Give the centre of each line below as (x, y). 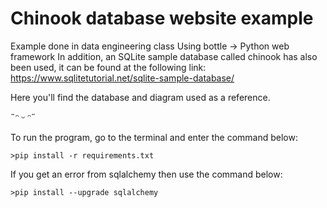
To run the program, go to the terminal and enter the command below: (154, 137)
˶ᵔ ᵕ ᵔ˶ (23, 117)
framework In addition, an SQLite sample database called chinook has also (164, 56)
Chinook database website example (162, 18)
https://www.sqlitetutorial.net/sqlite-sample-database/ (122, 78)
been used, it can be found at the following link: (108, 67)
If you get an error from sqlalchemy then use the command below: (146, 174)
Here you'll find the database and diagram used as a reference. (140, 97)
